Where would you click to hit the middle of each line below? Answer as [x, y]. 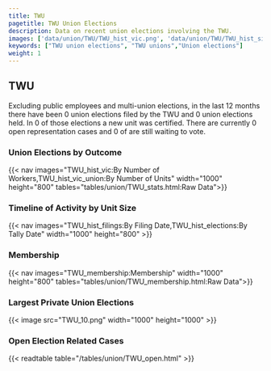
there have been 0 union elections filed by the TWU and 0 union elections [131, 114]
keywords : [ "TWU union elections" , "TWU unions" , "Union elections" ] [126, 46]
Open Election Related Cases [66, 340]
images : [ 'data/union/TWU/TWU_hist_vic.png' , [86, 38]
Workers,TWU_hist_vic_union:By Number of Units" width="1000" [116, 179]
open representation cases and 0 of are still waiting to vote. [107, 131]
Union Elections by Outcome [65, 152]
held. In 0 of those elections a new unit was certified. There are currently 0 [132, 123]
